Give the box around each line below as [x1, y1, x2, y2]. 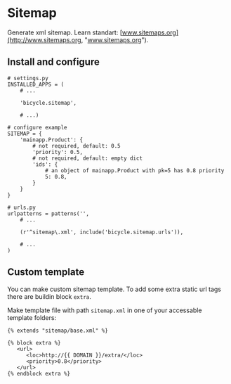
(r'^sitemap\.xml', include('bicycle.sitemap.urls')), [20, 229, 184, 236]
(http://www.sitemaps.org [7, 35, 82, 44]
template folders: [7, 313, 57, 321]
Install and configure [7, 56, 100, 68]
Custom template [7, 266, 85, 279]
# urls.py [7, 204, 37, 211]
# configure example [7, 124, 68, 131]
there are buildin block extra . [7, 292, 91, 300]
